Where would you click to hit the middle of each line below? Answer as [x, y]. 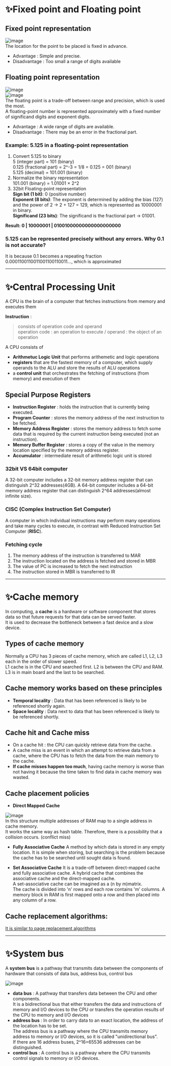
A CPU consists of [24, 347]
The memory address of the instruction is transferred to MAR [77, 555]
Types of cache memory [45, 644]
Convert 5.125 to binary [37, 156]
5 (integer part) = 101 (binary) [44, 162]
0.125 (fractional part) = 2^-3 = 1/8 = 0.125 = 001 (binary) [72, 167]
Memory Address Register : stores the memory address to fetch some [87, 429]
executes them [21, 307]
